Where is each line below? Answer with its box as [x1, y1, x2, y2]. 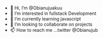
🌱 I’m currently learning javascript [10, 16, 81, 22]
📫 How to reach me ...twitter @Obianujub [10, 27, 98, 33]
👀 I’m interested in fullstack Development [10, 10, 96, 16]
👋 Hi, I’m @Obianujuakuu [10, 5, 63, 11]
